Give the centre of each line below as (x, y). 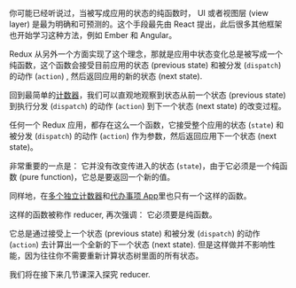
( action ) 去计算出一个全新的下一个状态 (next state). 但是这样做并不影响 (139, 245)
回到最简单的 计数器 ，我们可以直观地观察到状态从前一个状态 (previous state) (148, 95)
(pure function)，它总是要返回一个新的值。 (97, 177)
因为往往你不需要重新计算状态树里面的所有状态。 (114, 256)
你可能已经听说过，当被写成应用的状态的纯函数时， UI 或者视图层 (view (139, 13)
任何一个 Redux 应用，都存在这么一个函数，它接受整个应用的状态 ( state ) (142, 125)
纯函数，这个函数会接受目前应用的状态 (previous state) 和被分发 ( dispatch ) (145, 65)
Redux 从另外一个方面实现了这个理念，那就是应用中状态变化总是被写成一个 (146, 54)
